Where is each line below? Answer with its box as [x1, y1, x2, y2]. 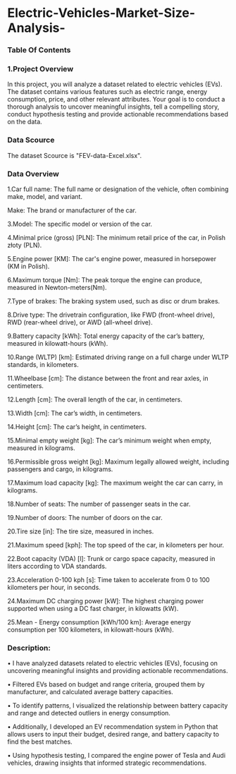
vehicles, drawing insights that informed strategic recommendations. [7, 758, 206, 767]
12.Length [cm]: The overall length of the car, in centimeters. [7, 395, 183, 404]
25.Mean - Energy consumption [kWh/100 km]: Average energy [7, 618, 192, 626]
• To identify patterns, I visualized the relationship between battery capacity [7, 701, 228, 710]
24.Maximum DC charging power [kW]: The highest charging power [7, 597, 204, 605]
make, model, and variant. [7, 193, 83, 200]
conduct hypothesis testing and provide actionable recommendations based [7, 110, 229, 119]
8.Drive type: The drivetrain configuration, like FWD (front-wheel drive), [7, 310, 215, 319]
